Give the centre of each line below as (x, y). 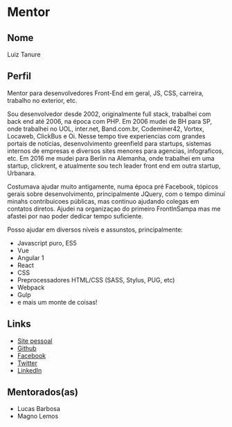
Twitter (27, 363)
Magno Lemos (38, 416)
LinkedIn (29, 370)
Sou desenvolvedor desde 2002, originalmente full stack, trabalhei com (109, 114)
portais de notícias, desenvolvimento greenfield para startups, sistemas (109, 143)
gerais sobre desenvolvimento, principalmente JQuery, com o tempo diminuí (116, 194)
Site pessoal (35, 341)
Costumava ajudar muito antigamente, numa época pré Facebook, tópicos (113, 186)
